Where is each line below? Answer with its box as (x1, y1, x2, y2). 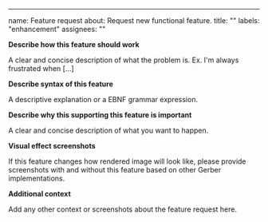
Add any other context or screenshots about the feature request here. (8, 204, 238, 214)
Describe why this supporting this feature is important (8, 110, 192, 120)
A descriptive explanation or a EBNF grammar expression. (8, 95, 198, 104)
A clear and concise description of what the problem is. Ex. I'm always (8, 55, 239, 65)
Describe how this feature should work (8, 40, 140, 49)
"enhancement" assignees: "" (8, 25, 106, 34)
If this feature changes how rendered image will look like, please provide (8, 157, 246, 166)
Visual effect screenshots (8, 141, 96, 150)
